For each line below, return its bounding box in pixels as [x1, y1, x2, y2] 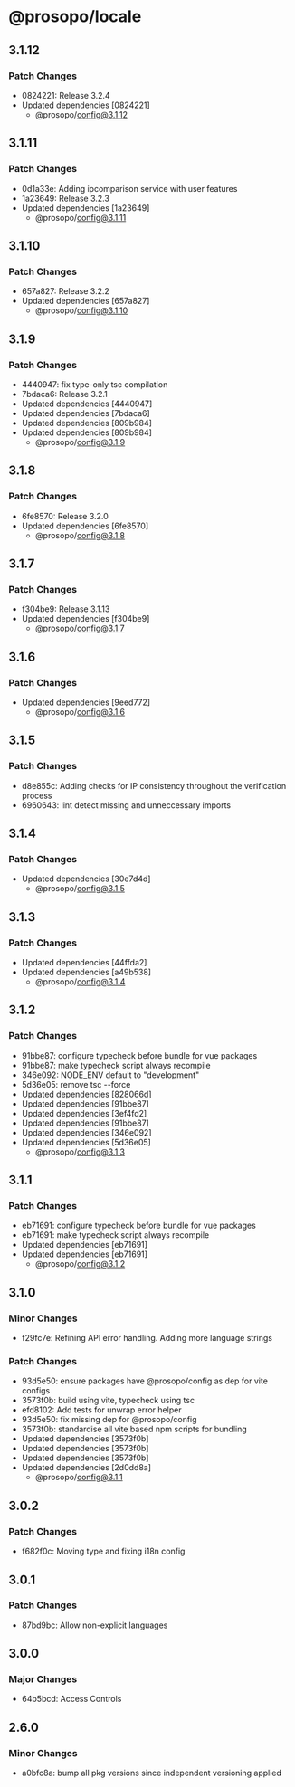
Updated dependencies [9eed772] [21, 697, 151, 708]
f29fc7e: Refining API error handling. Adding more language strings [21, 1333, 273, 1344]
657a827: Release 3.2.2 [21, 286, 110, 297]
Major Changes [8, 1673, 78, 1686]
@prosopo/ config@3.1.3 [34, 1146, 126, 1157]
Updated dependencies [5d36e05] [21, 1136, 151, 1147]
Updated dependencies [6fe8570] [21, 520, 149, 531]
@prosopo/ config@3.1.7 [34, 623, 125, 634]
